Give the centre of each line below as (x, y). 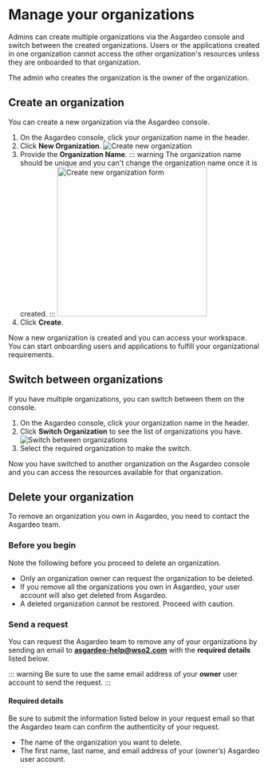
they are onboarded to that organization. (75, 62)
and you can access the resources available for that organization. (116, 472)
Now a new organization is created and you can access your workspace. (128, 337)
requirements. (31, 354)
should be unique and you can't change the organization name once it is (138, 163)
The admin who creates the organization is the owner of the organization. (129, 77)
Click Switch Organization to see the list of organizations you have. (131, 431)
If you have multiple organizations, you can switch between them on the (126, 399)
